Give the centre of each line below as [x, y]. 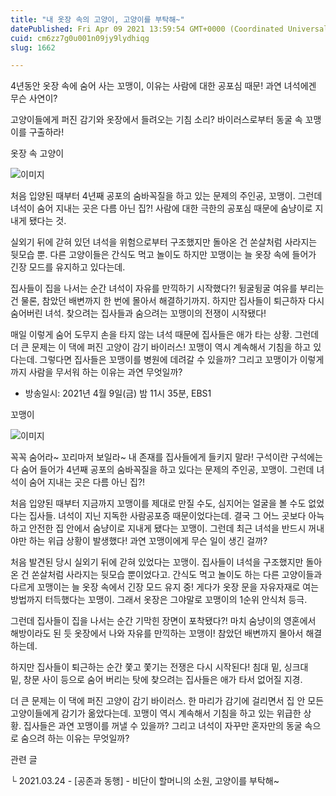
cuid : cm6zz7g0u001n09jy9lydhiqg [80, 38]
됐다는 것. [47, 221]
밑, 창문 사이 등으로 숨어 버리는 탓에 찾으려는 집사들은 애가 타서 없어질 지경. [156, 680]
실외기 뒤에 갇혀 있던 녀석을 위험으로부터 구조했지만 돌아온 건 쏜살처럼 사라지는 [164, 242]
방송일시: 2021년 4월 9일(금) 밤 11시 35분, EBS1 [118, 393]
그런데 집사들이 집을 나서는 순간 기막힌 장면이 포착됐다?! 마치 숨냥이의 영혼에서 [163, 621]
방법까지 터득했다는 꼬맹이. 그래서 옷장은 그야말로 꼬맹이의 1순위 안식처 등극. [159, 600]
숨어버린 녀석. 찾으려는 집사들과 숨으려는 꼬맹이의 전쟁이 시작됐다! [138, 313]
